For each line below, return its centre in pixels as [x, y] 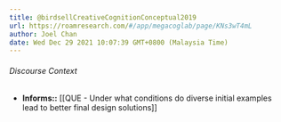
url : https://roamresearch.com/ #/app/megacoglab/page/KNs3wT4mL [131, 26]
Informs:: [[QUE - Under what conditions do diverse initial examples [147, 98]
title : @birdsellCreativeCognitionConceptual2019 [103, 17]
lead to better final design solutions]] [89, 108]
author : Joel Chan [43, 34]
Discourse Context [43, 70]
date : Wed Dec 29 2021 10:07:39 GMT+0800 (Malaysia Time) [119, 42]
